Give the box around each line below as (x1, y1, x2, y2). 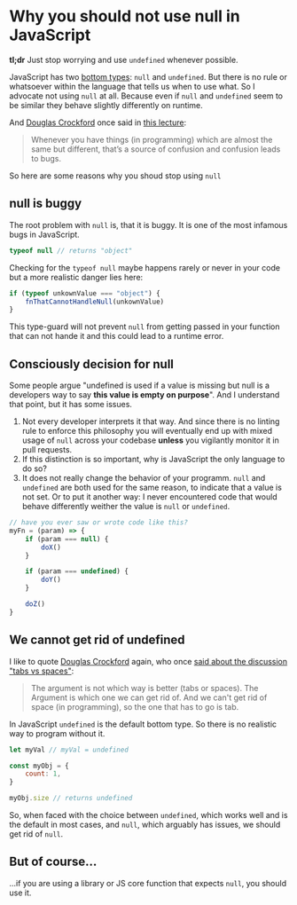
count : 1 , (25, 769, 62, 778)
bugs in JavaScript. (9, 229, 80, 240)
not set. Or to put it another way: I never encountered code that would (21, 492, 277, 502)
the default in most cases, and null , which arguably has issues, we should (9, 819, 281, 830)
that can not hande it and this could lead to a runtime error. (9, 331, 224, 342)
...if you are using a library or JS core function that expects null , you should (9, 877, 286, 888)
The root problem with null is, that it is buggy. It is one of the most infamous (9, 219, 288, 230)
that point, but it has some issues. (9, 399, 133, 410)
